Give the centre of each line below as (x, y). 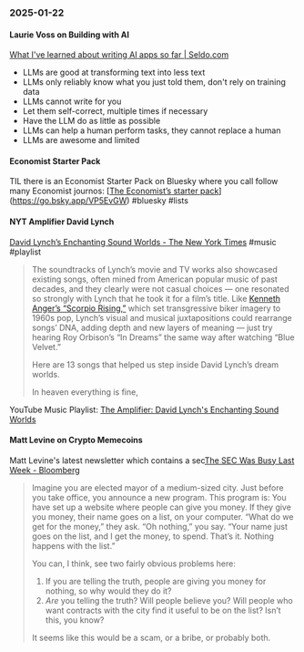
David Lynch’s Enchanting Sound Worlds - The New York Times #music (143, 242)
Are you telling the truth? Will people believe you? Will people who (169, 600)
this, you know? (75, 620)
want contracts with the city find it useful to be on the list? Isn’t (163, 610)
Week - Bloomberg (45, 470)
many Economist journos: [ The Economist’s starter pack (114, 191)
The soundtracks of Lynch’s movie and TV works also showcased (154, 269)
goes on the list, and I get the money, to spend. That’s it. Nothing (153, 536)
